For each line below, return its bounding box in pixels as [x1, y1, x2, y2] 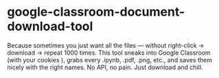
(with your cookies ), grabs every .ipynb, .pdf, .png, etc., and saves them [7, 55, 213, 64]
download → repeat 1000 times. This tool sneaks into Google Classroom [7, 49, 211, 57]
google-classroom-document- [7, 4, 185, 20]
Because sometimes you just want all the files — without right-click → [7, 41, 205, 49]
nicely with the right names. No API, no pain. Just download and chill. [7, 63, 203, 71]
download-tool [7, 18, 93, 34]
